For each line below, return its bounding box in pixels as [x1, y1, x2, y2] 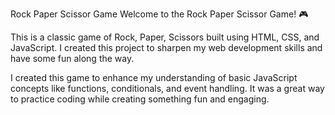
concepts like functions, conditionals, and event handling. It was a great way [10, 83, 325, 94]
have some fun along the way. [10, 53, 135, 64]
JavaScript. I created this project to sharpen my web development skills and [10, 42, 323, 53]
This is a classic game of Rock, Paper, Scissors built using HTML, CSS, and [10, 31, 320, 43]
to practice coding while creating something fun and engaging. [10, 93, 270, 105]
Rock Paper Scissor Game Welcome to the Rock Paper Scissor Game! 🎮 [10, 8, 309, 20]
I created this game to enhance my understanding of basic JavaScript [10, 72, 298, 83]
